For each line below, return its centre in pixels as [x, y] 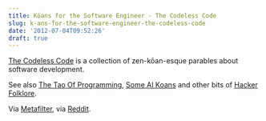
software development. [46, 70]
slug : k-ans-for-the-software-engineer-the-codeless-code [107, 23]
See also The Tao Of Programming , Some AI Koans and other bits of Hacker [133, 85]
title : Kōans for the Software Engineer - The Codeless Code [113, 16]
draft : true [28, 38]
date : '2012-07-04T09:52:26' [57, 30]
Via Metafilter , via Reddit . [50, 109]
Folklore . [23, 94]
